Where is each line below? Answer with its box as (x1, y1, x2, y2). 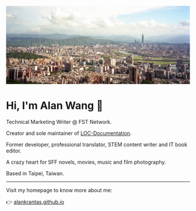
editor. (6, 147, 22, 154)
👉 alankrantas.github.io (6, 199, 64, 206)
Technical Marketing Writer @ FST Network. (6, 119, 112, 126)
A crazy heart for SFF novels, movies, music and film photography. (6, 158, 166, 166)
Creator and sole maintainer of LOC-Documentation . (6, 130, 132, 137)
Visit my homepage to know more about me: (6, 187, 113, 194)
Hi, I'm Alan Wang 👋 (6, 99, 103, 112)
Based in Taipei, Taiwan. (6, 170, 64, 177)
